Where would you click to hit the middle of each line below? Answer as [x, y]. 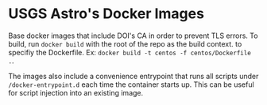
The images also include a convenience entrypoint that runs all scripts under [133, 76]
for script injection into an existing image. [76, 92]
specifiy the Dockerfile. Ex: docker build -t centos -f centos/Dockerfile [130, 52]
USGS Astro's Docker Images [106, 14]
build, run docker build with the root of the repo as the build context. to [125, 43]
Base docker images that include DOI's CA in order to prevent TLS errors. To [133, 36]
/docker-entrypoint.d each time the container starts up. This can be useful [131, 84]
